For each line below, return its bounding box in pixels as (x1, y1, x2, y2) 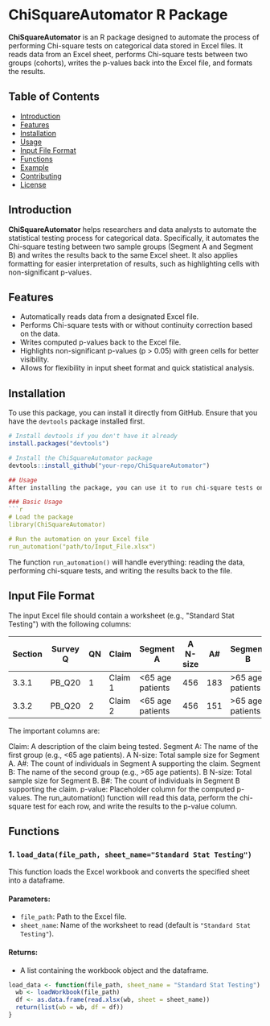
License (19, 180, 47, 189)
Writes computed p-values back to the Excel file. (19, 337, 182, 347)
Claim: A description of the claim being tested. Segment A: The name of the (8, 741, 259, 751)
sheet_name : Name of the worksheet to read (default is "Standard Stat (19, 921, 252, 930)
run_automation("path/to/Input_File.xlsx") (8, 542, 157, 551)
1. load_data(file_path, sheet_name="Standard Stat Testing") (8, 848, 252, 859)
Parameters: (8, 894, 51, 904)
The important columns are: (8, 726, 100, 735)
